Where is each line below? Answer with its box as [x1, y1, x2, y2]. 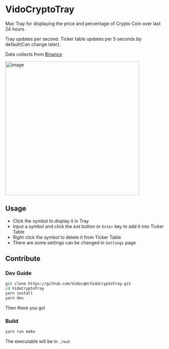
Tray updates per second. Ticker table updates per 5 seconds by [5, 36, 142, 42]
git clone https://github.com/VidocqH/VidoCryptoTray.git [5, 281, 131, 287]
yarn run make [5, 329, 36, 334]
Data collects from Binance [5, 51, 62, 57]
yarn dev [5, 295, 24, 301]
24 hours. [5, 26, 26, 32]
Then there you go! [5, 305, 46, 311]
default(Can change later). [5, 41, 61, 47]
